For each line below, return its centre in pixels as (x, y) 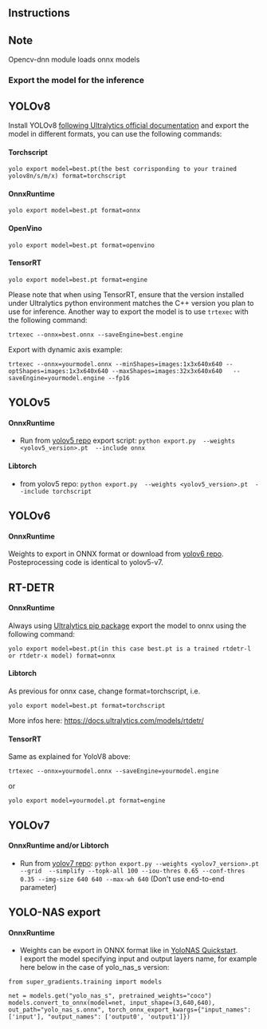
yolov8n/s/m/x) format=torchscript (67, 176)
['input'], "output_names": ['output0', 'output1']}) (100, 1017)
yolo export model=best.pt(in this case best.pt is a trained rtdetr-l (130, 649)
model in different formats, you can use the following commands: (115, 133)
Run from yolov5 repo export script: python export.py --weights (127, 441)
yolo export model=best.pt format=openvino (82, 245)
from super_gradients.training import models (85, 982)
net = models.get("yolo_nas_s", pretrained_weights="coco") (110, 996)
